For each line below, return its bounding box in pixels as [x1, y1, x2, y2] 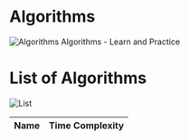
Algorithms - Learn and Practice [61, 36, 181, 47]
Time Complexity [48, 119, 125, 132]
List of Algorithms [9, 68, 147, 89]
